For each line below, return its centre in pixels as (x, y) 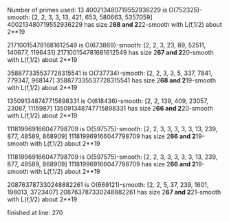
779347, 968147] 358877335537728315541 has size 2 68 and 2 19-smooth (112, 80)
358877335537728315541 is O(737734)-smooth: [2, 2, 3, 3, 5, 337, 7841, (110, 73)
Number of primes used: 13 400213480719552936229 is (87, 10)
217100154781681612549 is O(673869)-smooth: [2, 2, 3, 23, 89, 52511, (107, 45)
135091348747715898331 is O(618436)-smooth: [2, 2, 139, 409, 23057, (108, 101)
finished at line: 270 (35, 213)
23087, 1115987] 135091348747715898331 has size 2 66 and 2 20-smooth (110, 108)
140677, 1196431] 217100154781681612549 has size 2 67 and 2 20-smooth (111, 52)
